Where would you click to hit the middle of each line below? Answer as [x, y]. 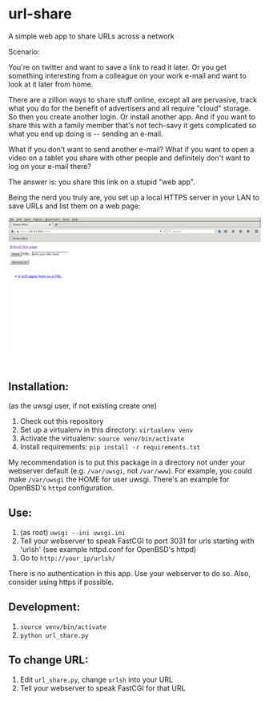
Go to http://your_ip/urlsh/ [68, 558]
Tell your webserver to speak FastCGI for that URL [102, 688]
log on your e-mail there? [50, 166]
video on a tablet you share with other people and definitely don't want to [129, 158]
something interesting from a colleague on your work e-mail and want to [127, 75]
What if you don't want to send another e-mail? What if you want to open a [131, 149]
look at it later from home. [51, 84]
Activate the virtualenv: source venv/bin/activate [102, 438]
